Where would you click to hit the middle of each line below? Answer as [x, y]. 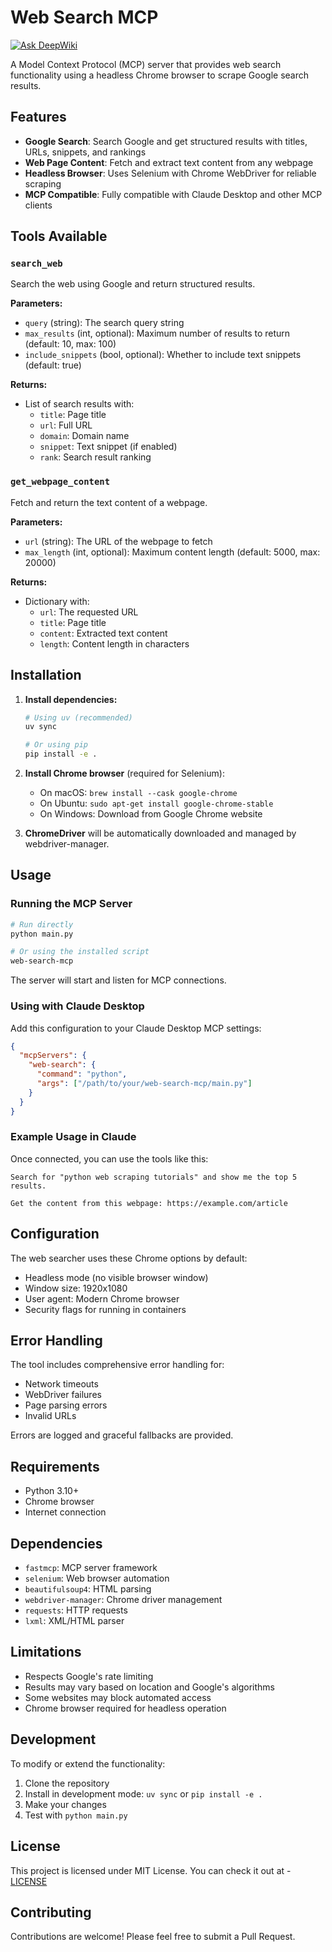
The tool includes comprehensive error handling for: [117, 1365]
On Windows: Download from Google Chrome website [151, 814]
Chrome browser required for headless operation [125, 1708]
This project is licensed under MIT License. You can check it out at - [151, 1870]
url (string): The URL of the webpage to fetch [118, 541]
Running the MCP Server [71, 904]
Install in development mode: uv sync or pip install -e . [143, 1793]
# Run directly [42, 924]
